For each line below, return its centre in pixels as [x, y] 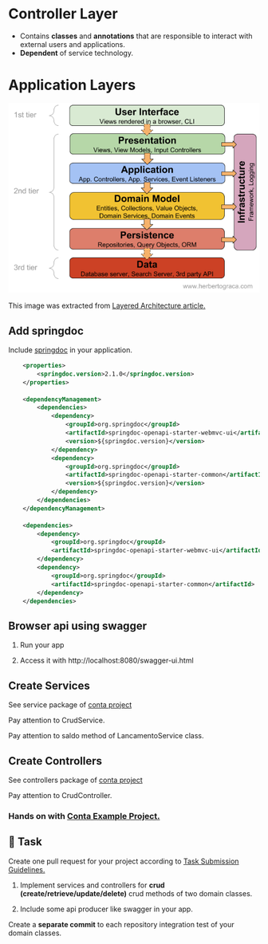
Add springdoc [46, 330]
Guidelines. [27, 869]
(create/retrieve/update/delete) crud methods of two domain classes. [136, 893]
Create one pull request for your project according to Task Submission [124, 861]
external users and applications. [73, 44]
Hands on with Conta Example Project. [84, 816]
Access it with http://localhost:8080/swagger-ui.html [106, 661]
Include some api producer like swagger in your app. [106, 909]
